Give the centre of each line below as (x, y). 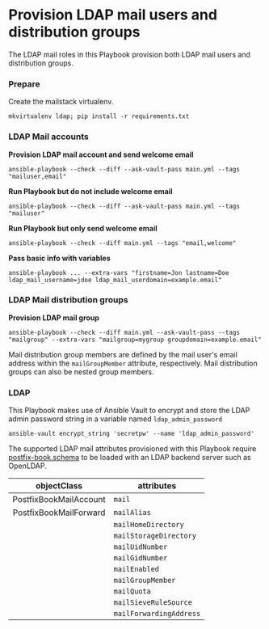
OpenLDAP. (27, 466)
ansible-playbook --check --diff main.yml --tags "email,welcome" (122, 243)
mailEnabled (137, 569)
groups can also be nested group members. (81, 371)
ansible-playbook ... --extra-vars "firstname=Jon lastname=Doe (119, 272)
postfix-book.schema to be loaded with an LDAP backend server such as (130, 458)
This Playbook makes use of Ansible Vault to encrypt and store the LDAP (129, 411)
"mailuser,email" (38, 176)
